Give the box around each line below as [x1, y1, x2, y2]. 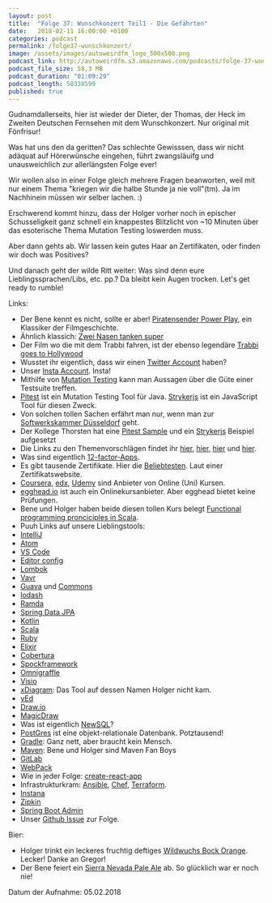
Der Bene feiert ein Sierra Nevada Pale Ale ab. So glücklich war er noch [19, 863, 259, 873]
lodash [19, 590, 43, 600]
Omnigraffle [19, 668, 61, 677]
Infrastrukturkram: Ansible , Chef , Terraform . [19, 780, 168, 789]
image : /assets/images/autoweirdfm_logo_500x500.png [8, 49, 190, 58]
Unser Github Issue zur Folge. [19, 815, 120, 824]
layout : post [8, 11, 53, 20]
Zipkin [19, 797, 41, 807]
